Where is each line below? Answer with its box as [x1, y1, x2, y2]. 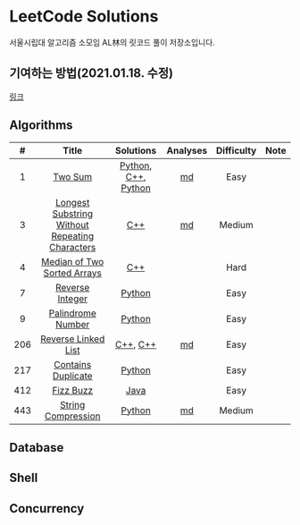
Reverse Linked [39, 333, 105, 345]
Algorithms [9, 118, 73, 133]
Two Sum [53, 170, 93, 182]
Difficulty [215, 144, 257, 157]
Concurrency [9, 501, 85, 516]
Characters [48, 241, 96, 253]
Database [9, 440, 64, 455]
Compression [44, 410, 101, 422]
